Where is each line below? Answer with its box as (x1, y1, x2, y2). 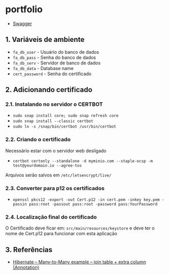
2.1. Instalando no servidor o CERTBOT (5, 101, 103, 108)
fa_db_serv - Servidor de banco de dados (12, 60, 101, 66)
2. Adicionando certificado (5, 85, 93, 94)
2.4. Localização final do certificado (5, 213, 97, 220)
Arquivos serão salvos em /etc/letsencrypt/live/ (5, 172, 112, 178)
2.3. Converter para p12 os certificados (5, 185, 105, 192)
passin (12, 202, 27, 207)
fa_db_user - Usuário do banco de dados (12, 49, 99, 55)
